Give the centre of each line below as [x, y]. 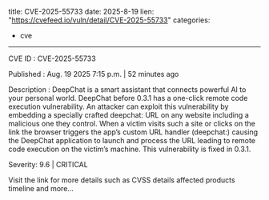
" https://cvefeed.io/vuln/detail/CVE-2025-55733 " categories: [109, 20]
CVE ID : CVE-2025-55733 [52, 58]
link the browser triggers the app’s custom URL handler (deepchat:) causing [133, 132]
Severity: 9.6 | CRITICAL [48, 164]
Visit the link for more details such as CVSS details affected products [122, 180]
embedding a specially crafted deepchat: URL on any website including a [129, 115]
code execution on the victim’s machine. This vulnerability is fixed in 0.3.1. [130, 149]
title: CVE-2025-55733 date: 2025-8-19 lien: [81, 12]
